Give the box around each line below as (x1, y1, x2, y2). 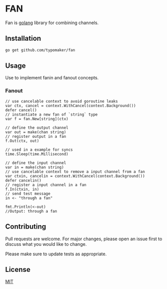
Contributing (5, 222, 46, 231)
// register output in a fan (5, 134, 66, 139)
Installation (5, 34, 41, 43)
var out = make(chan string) (5, 129, 66, 135)
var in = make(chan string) (5, 164, 64, 170)
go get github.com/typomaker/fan (5, 47, 75, 53)
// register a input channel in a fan (5, 182, 87, 187)
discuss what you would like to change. (5, 241, 87, 247)
